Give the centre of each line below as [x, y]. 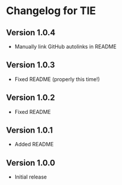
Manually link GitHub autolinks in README [65, 46]
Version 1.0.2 [31, 98]
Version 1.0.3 [30, 65]
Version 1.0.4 [31, 33]
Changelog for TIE [51, 11]
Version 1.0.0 [31, 163]
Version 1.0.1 [30, 130]
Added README [34, 144]
